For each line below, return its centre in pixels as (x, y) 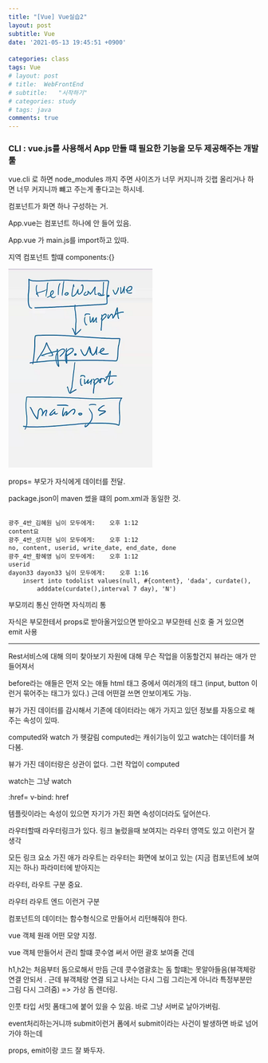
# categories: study (43, 101)
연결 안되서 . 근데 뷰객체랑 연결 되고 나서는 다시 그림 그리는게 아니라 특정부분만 (130, 980)
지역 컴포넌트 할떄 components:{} (61, 257)
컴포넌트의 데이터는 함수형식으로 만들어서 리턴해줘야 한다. (98, 918)
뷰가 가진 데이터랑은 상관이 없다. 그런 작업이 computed (94, 764)
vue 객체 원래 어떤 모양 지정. (53, 936)
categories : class (39, 59)
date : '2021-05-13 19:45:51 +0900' (67, 42)
